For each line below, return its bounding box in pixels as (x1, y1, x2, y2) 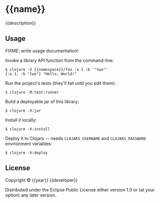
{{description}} (5, 20, 36, 26)
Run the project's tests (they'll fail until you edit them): (5, 80, 116, 86)
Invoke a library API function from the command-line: (5, 57, 114, 63)
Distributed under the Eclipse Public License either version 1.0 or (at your (5, 187, 155, 193)
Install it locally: (5, 117, 37, 123)
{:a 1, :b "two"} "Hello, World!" (5, 71, 77, 76)
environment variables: (5, 141, 52, 147)
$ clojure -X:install (5, 126, 50, 132)
